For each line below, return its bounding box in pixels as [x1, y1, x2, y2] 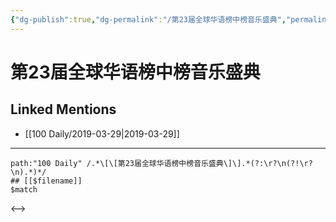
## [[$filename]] [10, 176, 83, 186]
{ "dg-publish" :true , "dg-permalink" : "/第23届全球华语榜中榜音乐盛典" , [10, 14, 287, 25]
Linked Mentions [10, 101, 117, 118]
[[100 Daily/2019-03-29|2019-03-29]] [24, 127, 180, 140]
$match [10, 184, 38, 195]
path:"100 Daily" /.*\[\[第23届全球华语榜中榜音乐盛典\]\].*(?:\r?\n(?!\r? [10, 158, 313, 168]
